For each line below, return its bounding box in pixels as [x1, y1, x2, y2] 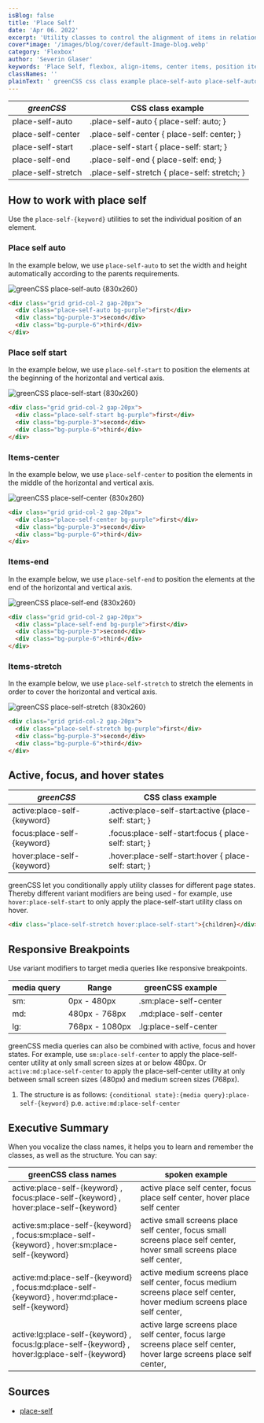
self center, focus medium [140, 1277, 237, 1288]
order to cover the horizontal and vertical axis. [8, 687, 158, 697]
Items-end [8, 556, 49, 567]
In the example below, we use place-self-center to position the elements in [8, 469, 253, 479]
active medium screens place [140, 1266, 249, 1277]
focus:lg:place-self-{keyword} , [12, 1339, 130, 1350]
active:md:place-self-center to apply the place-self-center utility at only [8, 1066, 246, 1076]
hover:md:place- [56, 1292, 119, 1303]
